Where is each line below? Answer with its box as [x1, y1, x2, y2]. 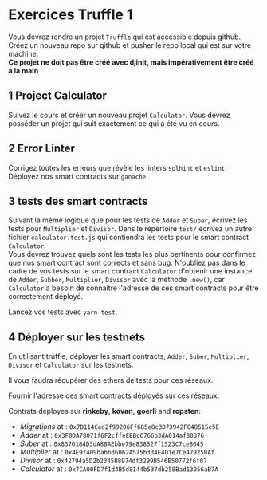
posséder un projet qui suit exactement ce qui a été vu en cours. [8, 118, 220, 128]
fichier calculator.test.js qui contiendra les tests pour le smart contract [8, 233, 249, 242]
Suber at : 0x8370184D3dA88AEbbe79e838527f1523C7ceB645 [19, 439, 204, 448]
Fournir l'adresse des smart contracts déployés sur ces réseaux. [8, 391, 220, 400]
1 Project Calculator [8, 89, 108, 103]
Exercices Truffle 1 [8, 6, 133, 24]
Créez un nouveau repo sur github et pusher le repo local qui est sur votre [8, 40, 252, 49]
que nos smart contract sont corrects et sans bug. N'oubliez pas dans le [8, 258, 245, 268]
